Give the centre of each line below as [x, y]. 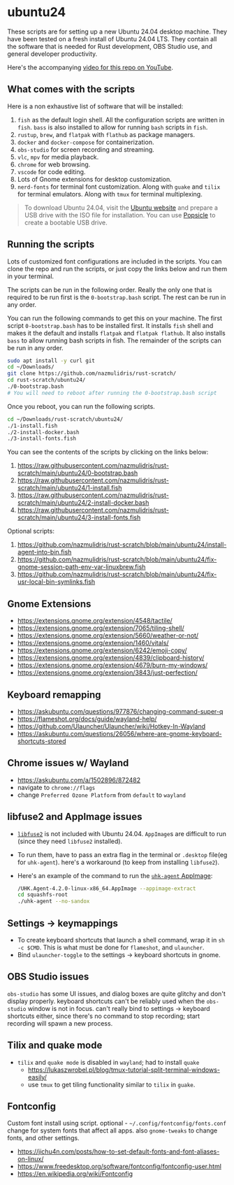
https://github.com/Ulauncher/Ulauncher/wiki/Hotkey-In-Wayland [111, 726]
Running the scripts [51, 244]
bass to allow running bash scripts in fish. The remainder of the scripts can [114, 340]
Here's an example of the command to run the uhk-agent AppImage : [115, 875]
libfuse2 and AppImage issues [75, 817]
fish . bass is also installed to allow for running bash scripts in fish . [112, 127]
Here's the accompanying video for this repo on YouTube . [90, 67]
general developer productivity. [52, 54]
